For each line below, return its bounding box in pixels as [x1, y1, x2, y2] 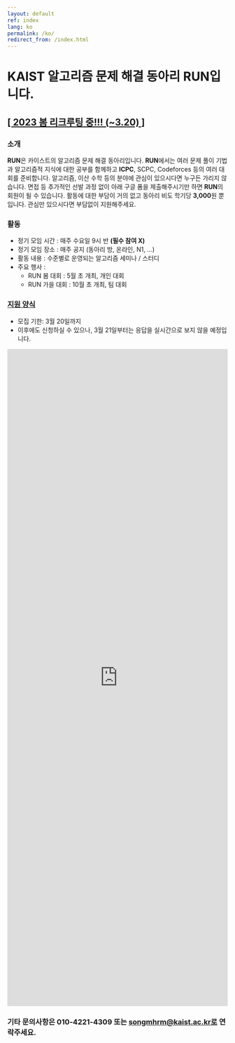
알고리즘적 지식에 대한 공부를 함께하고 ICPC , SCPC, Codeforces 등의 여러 [14, 165, 218, 173]
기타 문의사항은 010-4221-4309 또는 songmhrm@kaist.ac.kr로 [7, 1017, 218, 1027]
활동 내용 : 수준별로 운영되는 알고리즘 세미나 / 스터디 [17, 254, 159, 263]
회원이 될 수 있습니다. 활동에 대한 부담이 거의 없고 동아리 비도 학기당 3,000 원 [7, 191, 218, 200]
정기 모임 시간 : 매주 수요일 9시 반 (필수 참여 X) [17, 236, 145, 245]
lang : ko [7, 23, 33, 30]
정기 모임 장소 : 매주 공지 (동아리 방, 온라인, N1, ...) [17, 245, 155, 254]
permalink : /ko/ [7, 29, 55, 37]
